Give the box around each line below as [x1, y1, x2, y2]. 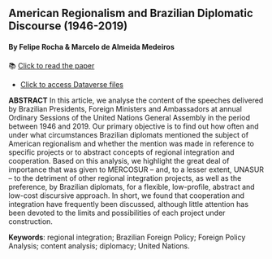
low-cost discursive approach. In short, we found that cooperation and [8, 191, 245, 200]
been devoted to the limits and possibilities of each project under [8, 208, 226, 217]
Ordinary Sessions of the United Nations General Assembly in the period [8, 112, 250, 122]
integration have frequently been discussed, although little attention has [8, 199, 249, 209]
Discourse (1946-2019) [8, 20, 128, 33]
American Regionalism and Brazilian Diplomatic [8, 7, 253, 20]
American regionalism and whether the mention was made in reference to [8, 138, 254, 148]
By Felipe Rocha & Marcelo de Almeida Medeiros [8, 42, 175, 51]
